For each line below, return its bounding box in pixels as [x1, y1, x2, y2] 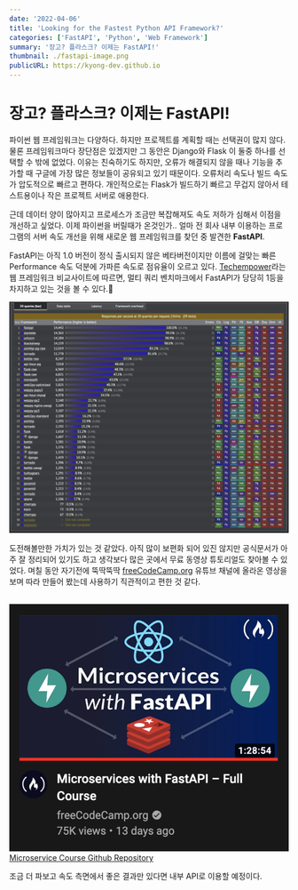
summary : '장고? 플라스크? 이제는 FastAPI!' [9, 43, 160, 52]
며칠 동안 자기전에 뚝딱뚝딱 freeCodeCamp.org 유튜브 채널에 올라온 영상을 [27, 565, 288, 576]
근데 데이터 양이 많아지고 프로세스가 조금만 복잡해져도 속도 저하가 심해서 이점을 [9, 209, 282, 220]
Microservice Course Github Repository [9, 853, 153, 863]
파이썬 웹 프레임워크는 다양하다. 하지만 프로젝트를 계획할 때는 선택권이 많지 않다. [9, 134, 286, 145]
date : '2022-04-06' [9, 14, 82, 23]
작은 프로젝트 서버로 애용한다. [47, 189, 149, 200]
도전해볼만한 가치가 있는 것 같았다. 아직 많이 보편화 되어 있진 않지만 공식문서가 [9, 543, 279, 554]
